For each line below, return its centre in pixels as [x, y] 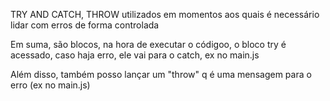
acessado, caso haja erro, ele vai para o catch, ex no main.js [135, 55]
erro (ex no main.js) [50, 85]
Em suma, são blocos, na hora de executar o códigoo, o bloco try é [148, 44]
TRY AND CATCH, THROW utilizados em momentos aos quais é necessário [165, 14]
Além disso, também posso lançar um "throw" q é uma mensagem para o [161, 74]
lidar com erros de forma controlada [85, 25]
